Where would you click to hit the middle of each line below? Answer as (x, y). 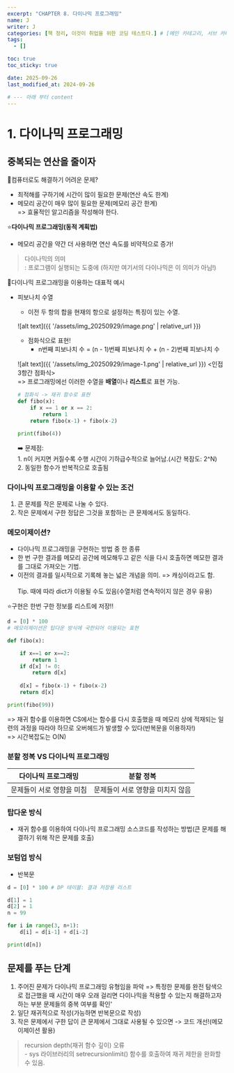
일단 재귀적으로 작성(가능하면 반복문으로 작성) (79, 1013)
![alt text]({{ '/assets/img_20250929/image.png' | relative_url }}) (109, 326)
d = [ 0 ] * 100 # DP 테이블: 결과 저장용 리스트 (70, 887)
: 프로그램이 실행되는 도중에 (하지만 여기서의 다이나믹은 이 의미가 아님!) (120, 268)
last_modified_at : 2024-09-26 (51, 85)
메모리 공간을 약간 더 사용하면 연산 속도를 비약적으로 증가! (95, 244)
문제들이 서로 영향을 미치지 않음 (142, 790)
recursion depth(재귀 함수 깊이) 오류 (75, 1045)
